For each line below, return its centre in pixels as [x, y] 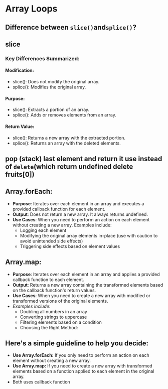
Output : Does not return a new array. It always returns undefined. [80, 214]
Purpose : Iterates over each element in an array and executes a [78, 203]
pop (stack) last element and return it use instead [84, 159]
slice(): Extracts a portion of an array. [51, 110]
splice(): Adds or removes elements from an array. [64, 115]
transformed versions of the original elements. [60, 301]
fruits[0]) [20, 174]
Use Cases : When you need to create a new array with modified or [81, 295]
